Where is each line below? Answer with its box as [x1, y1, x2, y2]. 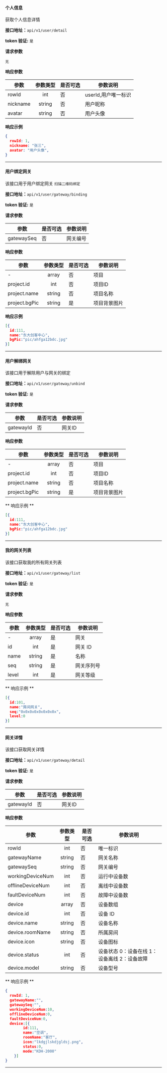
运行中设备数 [98, 873, 128, 880]
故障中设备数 [98, 892, 128, 899]
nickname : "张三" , [9, 143, 46, 148]
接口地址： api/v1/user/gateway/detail [5, 757, 85, 763]
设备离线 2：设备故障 [98, 955, 148, 962]
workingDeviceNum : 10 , [9, 1007, 55, 1012]
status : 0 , [23, 1044, 43, 1049]
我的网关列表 [5, 547, 31, 553]
